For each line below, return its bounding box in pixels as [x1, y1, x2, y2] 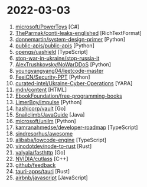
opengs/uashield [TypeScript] [15, 48, 88, 55]
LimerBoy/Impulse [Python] [15, 98, 82, 105]
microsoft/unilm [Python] [15, 117, 76, 124]
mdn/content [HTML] [15, 86, 67, 93]
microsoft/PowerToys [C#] [15, 23, 80, 30]
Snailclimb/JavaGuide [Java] [15, 111, 85, 118]
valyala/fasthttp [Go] [15, 149, 66, 156]
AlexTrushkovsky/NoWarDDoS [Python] [15, 60, 112, 68]
